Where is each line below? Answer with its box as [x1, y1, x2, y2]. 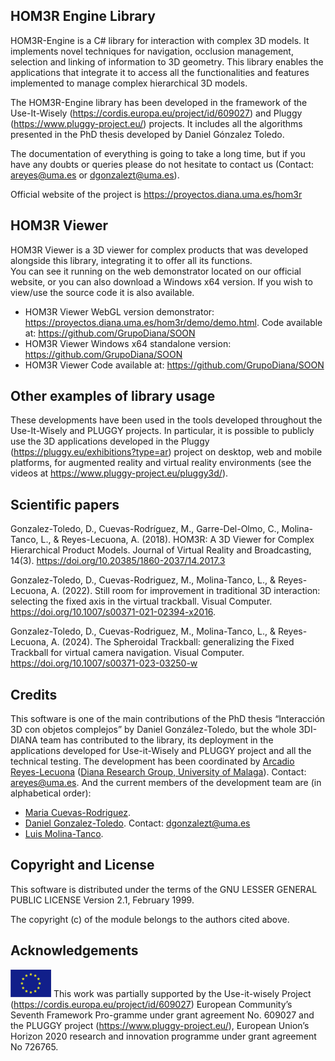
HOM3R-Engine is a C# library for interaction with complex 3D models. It [10, 34, 310, 46]
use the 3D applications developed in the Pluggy [10, 435, 210, 448]
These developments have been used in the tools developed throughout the [10, 414, 323, 426]
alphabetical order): [10, 787, 92, 799]
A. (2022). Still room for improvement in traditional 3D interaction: [50, 585, 321, 597]
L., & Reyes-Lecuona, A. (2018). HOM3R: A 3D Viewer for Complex [40, 534, 315, 546]
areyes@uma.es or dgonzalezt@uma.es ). [10, 169, 180, 181]
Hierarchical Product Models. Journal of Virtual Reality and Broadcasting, [10, 544, 312, 556]
